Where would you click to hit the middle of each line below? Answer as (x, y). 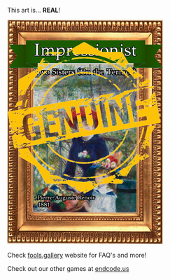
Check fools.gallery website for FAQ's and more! (77, 255)
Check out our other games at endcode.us (68, 268)
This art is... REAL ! (34, 10)
